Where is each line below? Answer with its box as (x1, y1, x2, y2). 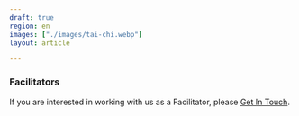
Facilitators (9, 76, 60, 88)
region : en (9, 22, 50, 31)
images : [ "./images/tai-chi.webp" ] (9, 30, 143, 39)
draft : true (9, 13, 54, 22)
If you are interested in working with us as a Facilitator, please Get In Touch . (9, 96, 291, 107)
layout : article (9, 38, 70, 48)
